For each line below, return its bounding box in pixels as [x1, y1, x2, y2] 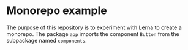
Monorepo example [6, 4, 107, 18]
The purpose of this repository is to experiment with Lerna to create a [6, 24, 182, 31]
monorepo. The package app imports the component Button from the [6, 30, 179, 37]
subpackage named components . [6, 37, 87, 44]
